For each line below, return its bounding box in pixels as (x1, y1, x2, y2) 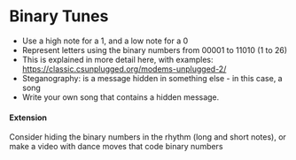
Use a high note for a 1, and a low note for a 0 (21, 35, 189, 46)
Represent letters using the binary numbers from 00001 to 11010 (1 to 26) (21, 44, 288, 55)
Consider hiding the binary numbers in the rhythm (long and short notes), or (9, 132, 286, 142)
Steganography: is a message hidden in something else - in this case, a (21, 72, 283, 83)
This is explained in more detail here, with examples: (21, 54, 214, 65)
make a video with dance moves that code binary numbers (9, 141, 223, 152)
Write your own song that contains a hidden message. (21, 91, 220, 103)
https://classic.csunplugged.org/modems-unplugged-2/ (21, 64, 227, 74)
